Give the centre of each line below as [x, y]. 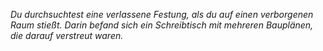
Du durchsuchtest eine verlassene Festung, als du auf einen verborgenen [162, 14]
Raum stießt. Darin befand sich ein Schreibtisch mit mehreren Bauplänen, [162, 25]
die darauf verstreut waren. [67, 35]
